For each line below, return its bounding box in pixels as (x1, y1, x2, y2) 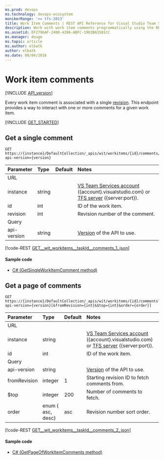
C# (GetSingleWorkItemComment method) (12, 267, 98, 273)
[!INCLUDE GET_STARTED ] (5, 120, 60, 126)
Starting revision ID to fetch (86, 374, 149, 381)
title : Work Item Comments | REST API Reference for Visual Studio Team (5, 21, 156, 26)
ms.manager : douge (5, 35, 42, 40)
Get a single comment (5, 133, 73, 142)
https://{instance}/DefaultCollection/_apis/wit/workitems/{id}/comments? (5, 299, 161, 304)
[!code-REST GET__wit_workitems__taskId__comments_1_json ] (5, 245, 130, 251)
